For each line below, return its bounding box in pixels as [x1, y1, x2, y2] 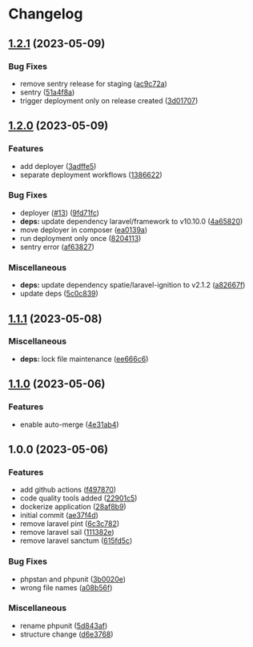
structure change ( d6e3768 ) [19, 629, 114, 639]
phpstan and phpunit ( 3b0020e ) [19, 574, 127, 584]
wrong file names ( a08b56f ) [19, 582, 113, 593]
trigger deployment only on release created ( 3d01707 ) [19, 95, 199, 105]
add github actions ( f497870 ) [19, 485, 117, 495]
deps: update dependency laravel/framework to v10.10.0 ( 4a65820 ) [19, 216, 243, 226]
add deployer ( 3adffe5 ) [19, 161, 97, 171]
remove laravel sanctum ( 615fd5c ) [19, 536, 133, 545]
